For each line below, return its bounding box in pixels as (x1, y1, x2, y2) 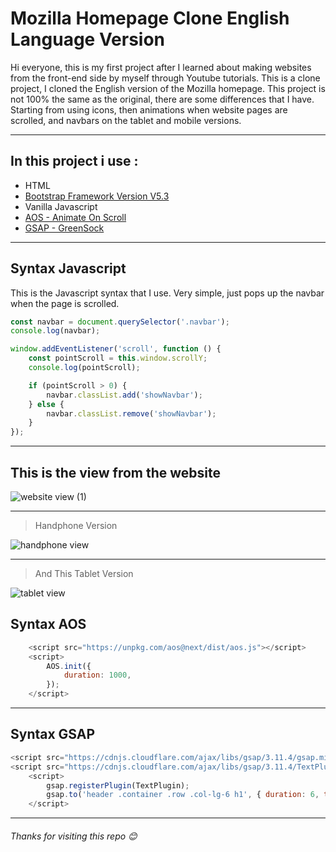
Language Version (10, 28, 166, 51)
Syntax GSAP (10, 726, 96, 743)
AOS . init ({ (46, 661, 92, 671)
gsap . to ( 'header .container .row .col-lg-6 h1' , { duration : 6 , (46, 790, 320, 800)
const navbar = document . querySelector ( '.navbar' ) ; (10, 317, 230, 327)
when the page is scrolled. (10, 297, 120, 309)
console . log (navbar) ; (10, 326, 101, 336)
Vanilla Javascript (24, 200, 98, 212)
